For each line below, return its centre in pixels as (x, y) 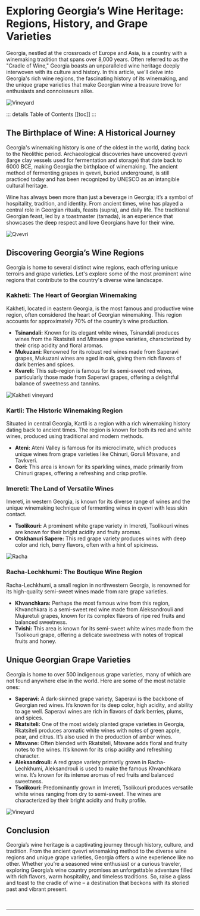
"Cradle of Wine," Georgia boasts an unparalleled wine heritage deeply (93, 65)
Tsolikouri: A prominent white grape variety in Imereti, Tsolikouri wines (102, 526)
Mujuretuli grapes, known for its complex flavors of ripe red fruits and (100, 615)
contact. (16, 514)
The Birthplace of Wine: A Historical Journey (91, 133)
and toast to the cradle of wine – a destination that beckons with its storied (98, 883)
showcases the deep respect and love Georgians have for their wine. (90, 222)
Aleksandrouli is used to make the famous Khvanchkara (113, 768)
